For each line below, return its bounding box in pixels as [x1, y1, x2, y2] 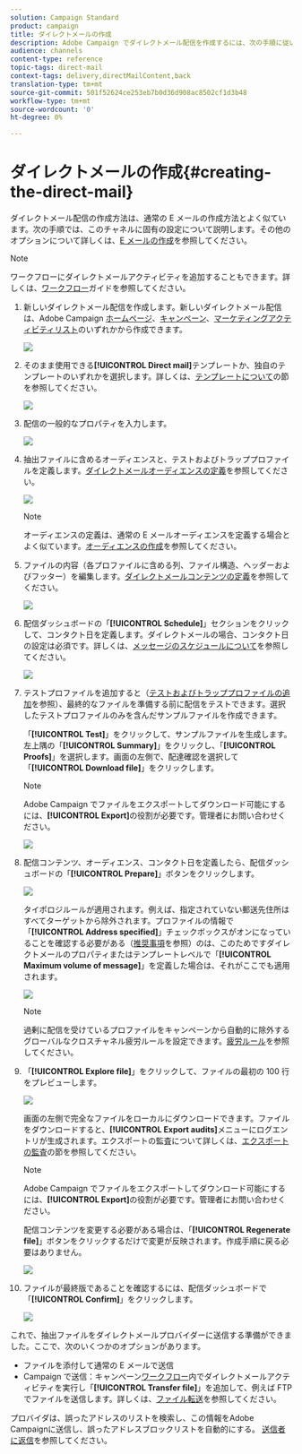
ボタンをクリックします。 [165, 868, 259, 879]
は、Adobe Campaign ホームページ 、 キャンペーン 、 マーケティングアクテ [22, 313, 292, 323]
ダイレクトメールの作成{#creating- [10, 162, 272, 183]
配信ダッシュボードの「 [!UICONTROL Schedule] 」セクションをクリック [22, 618, 289, 629]
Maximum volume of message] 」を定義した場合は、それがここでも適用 [22, 960, 290, 971]
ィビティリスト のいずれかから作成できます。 [22, 324, 187, 335]
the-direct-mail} [10, 182, 134, 202]
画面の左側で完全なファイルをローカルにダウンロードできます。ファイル [22, 1113, 290, 1124]
